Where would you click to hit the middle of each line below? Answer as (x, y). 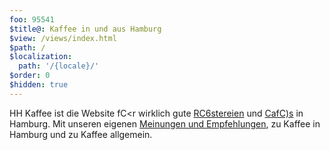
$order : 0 (30, 76)
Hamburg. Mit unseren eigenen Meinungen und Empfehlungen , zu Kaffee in (165, 123)
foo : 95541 (32, 19)
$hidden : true (39, 85)
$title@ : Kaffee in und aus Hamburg (85, 29)
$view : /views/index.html (63, 38)
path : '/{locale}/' (59, 66)
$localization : (41, 57)
